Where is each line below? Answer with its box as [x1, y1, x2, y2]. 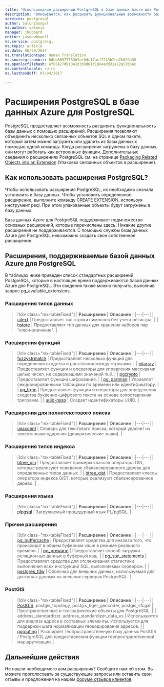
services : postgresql [5, 16, 49, 21]
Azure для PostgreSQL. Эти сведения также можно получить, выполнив [5, 283, 155, 289]
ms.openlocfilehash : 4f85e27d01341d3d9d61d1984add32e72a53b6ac [5, 62, 137, 67]
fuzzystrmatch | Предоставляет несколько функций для [17, 355, 133, 361]
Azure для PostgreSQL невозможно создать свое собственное [5, 232, 136, 238]
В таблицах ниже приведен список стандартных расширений [5, 272, 134, 278]
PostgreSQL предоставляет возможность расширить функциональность [5, 123, 156, 129]
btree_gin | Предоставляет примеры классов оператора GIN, [17, 459, 144, 465]
